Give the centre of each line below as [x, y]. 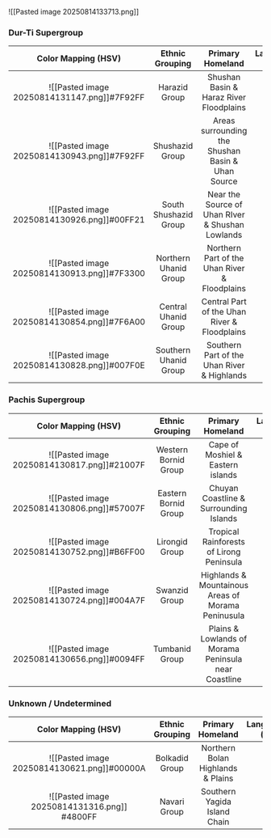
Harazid [173, 87]
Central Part [224, 302]
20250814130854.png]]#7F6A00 [79, 322]
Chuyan [223, 488]
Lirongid [172, 541]
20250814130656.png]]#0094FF [79, 658]
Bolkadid [172, 758]
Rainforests [224, 541]
